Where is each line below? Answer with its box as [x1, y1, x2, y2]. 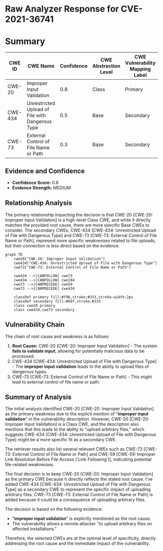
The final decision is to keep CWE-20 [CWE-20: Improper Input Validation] [5, 471, 154, 477]
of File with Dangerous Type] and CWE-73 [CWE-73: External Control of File [5, 232, 157, 238]
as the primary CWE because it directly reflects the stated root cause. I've [5, 476, 153, 482]
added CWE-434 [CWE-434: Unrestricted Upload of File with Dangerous [5, 482, 151, 487]
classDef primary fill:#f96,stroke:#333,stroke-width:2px [14, 295, 133, 300]
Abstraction [92, 63, 120, 69]
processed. [12, 353, 35, 359]
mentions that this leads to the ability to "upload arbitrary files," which [5, 426, 145, 433]
